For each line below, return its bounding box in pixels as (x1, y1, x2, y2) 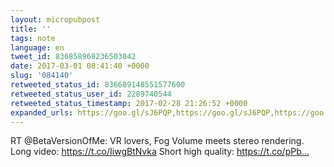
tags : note (10, 33, 56, 43)
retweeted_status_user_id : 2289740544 (10, 89, 172, 99)
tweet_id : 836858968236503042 (10, 52, 137, 62)
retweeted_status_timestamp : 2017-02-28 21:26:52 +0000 (10, 98, 248, 108)
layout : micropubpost (10, 14, 101, 25)
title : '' (10, 24, 52, 34)
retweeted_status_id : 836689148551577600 (10, 80, 186, 90)
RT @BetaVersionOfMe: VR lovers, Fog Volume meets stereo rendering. (10, 135, 305, 147)
